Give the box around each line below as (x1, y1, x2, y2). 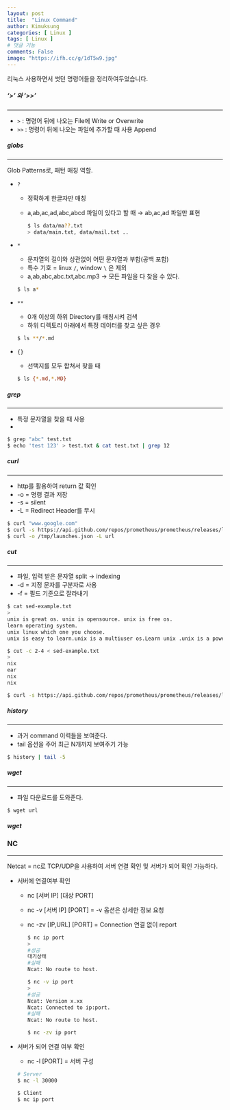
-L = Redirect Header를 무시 (16, 506, 96, 514)
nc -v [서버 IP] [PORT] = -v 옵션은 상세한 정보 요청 (27, 905, 164, 914)
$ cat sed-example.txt (7, 603, 72, 610)
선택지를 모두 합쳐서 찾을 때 (27, 362, 101, 370)
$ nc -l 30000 (16, 1077, 57, 1084)
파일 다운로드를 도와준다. (16, 793, 84, 801)
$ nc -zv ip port (27, 1029, 77, 1036)
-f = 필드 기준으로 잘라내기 (16, 589, 89, 598)
